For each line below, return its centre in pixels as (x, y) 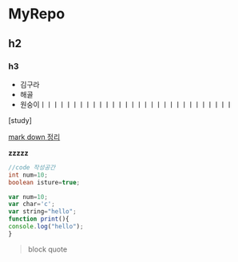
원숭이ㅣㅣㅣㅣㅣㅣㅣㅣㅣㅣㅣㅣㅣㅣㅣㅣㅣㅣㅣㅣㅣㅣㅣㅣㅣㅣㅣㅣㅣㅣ (126, 104)
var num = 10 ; (28, 196)
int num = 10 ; (28, 175)
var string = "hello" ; (43, 212)
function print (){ (39, 219)
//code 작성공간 (32, 167)
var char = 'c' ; (32, 204)
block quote (48, 249)
